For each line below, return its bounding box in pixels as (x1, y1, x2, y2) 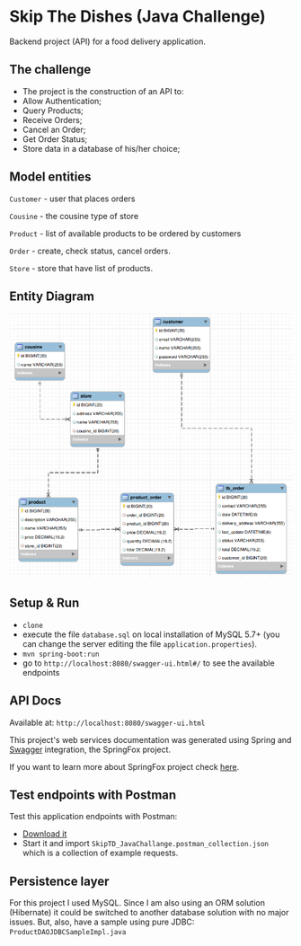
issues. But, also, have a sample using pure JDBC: (9, 916, 195, 927)
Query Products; (22, 105, 84, 116)
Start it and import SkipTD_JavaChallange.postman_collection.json (22, 838, 270, 849)
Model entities (9, 169, 92, 185)
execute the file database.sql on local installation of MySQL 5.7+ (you (22, 629, 280, 640)
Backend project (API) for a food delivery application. (9, 36, 207, 47)
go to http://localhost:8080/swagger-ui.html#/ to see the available (22, 658, 276, 668)
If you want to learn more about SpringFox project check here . (9, 761, 240, 772)
